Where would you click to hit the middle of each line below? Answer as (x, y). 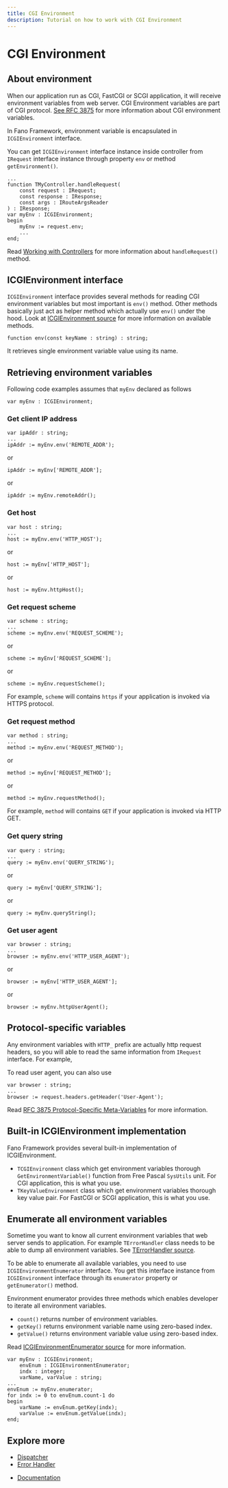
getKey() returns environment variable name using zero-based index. (115, 1326)
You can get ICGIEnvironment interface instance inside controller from (105, 151)
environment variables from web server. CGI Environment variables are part (114, 103)
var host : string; (35, 527)
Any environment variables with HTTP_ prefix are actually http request (104, 1044)
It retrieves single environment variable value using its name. (92, 351)
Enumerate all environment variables (87, 1219)
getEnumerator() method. (43, 1285)
